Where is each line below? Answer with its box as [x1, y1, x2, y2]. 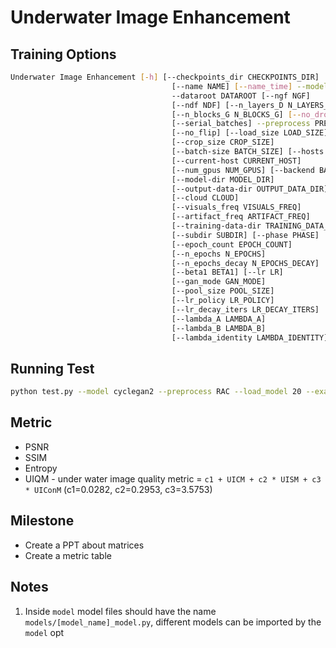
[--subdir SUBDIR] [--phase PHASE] [171, 230, 320, 240]
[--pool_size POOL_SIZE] [171, 286, 275, 296]
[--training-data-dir [171, 221, 262, 231]
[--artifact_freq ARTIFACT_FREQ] [171, 212, 311, 222]
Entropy [24, 462, 58, 474]
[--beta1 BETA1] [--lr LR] [171, 267, 284, 278]
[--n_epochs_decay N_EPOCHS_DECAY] [171, 258, 320, 268]
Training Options [10, 46, 117, 63]
